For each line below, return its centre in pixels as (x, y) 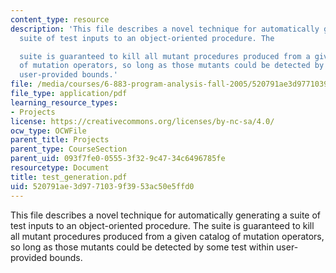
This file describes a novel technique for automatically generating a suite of (166, 215)
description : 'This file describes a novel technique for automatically (165, 29)
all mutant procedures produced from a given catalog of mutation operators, (167, 236)
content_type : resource (60, 19)
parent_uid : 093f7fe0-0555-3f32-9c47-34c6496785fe (118, 159)
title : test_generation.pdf (69, 177)
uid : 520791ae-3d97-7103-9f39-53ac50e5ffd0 (102, 186)
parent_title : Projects (60, 140)
